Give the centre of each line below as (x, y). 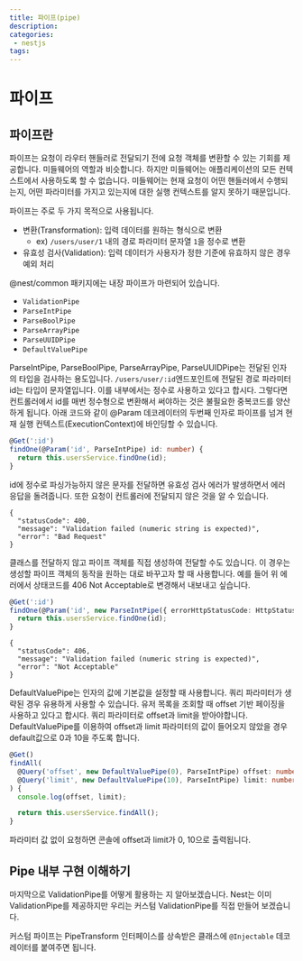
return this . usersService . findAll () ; (88, 813)
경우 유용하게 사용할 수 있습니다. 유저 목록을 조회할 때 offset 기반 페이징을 (156, 704)
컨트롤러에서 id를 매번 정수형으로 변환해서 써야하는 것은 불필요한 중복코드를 (142, 401)
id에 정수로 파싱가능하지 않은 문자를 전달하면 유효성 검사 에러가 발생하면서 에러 (147, 484)
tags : (19, 51)
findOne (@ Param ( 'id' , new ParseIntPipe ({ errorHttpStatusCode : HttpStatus (153, 610)
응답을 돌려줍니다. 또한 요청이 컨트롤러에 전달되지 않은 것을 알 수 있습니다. (139, 496)
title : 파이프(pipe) (45, 18)
